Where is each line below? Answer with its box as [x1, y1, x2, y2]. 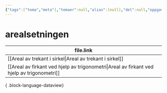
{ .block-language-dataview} [5, 82, 64, 88]
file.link [74, 47, 93, 54]
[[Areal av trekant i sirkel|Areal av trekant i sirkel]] [7, 55, 124, 62]
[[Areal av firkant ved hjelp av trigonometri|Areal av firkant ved [7, 63, 154, 70]
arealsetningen [5, 28, 69, 40]
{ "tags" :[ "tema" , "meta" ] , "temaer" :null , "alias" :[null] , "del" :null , [5, 7, 148, 12]
